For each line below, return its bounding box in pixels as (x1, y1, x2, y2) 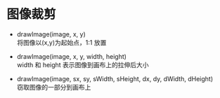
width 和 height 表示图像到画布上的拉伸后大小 (16, 60, 149, 69)
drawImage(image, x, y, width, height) (16, 52, 127, 60)
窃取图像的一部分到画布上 (16, 83, 91, 91)
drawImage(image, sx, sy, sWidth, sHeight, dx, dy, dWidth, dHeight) (16, 74, 214, 83)
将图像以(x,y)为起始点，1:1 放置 (16, 38, 107, 46)
